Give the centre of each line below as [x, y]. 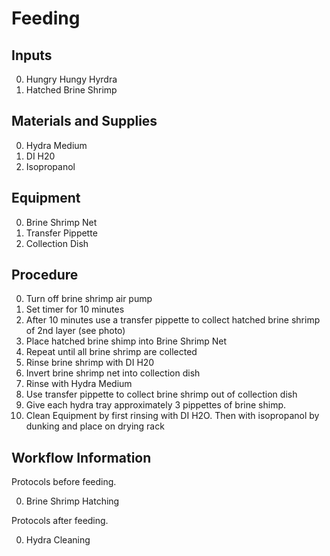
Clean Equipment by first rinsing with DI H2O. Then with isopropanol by [172, 416]
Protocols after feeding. [60, 521]
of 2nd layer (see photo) [75, 331]
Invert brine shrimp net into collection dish [113, 373]
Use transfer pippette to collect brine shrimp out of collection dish [161, 394]
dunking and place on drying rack [95, 426]
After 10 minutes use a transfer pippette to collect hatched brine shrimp [173, 320]
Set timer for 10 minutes [75, 309]
